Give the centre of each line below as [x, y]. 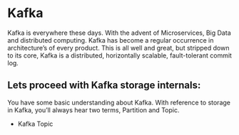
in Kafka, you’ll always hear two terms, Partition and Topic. [93, 110]
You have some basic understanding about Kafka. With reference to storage [119, 102]
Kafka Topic [35, 124]
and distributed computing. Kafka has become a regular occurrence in [111, 40]
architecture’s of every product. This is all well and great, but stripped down [118, 48]
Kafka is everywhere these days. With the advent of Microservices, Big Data [119, 33]
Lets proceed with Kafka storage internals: [104, 86]
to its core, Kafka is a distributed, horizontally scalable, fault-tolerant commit [119, 55]
